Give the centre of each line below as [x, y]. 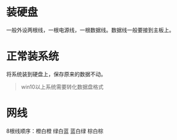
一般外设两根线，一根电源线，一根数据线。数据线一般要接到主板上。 [90, 30]
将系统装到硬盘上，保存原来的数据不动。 [56, 74]
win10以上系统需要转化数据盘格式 [62, 87]
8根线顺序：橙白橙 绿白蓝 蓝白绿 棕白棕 [55, 131]
